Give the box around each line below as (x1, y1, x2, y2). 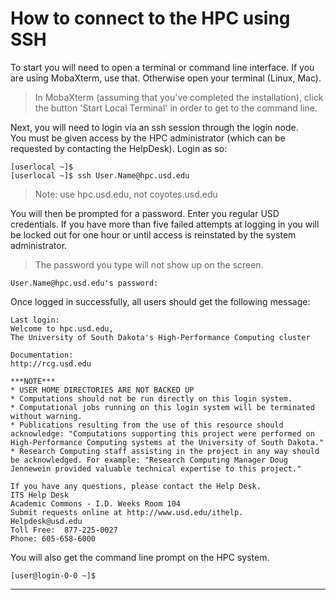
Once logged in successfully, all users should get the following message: (10, 295, 311, 307)
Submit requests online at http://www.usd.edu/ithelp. (10, 507, 244, 517)
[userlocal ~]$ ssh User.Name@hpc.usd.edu (10, 170, 190, 181)
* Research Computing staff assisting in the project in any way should (10, 446, 320, 456)
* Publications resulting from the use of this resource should (10, 420, 284, 430)
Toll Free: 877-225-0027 (10, 525, 118, 535)
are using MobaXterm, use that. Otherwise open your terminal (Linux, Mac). (10, 72, 322, 84)
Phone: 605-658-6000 (10, 533, 97, 544)
